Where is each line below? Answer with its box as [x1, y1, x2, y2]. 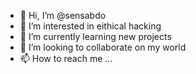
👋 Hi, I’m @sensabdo [19, 10, 107, 21]
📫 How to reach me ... [19, 53, 113, 64]
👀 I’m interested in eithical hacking [19, 20, 162, 32]
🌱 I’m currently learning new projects [19, 31, 172, 42]
